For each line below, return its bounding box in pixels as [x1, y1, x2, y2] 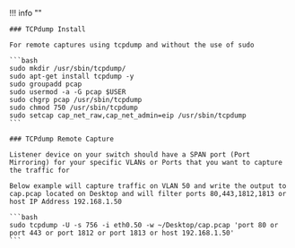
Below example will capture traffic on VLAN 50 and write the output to [9, 182, 287, 191]
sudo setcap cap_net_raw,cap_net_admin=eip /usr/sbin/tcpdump [9, 111, 247, 120]
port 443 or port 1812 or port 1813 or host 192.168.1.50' [9, 228, 235, 237]
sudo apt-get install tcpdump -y [9, 72, 134, 81]
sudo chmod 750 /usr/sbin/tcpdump [9, 103, 139, 112]
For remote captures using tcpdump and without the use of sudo [9, 40, 255, 49]
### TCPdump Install [9, 25, 87, 34]
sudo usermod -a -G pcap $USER [9, 88, 126, 97]
